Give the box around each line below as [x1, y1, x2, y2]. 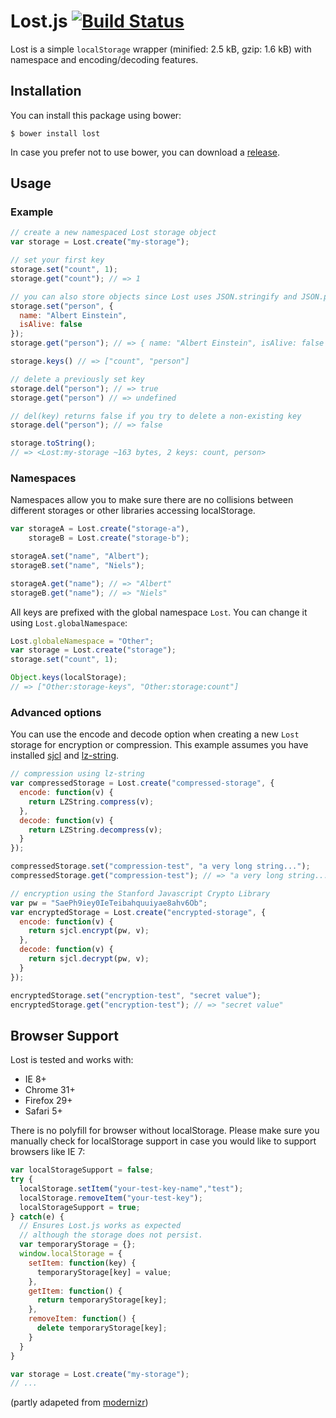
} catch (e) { [10, 1211, 65, 1222]
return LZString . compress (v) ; [28, 796, 155, 807]
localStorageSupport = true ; [19, 1202, 141, 1212]
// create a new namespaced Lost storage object [10, 228, 217, 238]
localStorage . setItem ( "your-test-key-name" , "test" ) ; [19, 1183, 244, 1194]
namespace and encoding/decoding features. [10, 53, 199, 65]
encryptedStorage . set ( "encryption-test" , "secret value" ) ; [10, 990, 262, 1000]
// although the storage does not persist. [19, 1230, 203, 1240]
